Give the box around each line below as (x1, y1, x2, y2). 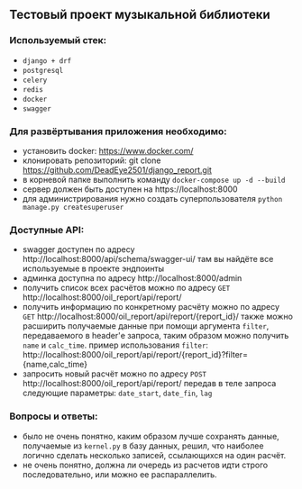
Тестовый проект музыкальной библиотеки (9, 7, 270, 23)
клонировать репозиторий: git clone (22, 155, 161, 166)
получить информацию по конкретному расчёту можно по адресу (22, 302, 279, 312)
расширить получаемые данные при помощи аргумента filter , (22, 321, 270, 331)
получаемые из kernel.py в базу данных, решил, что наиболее (22, 440, 264, 451)
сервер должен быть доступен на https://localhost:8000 (22, 184, 238, 195)
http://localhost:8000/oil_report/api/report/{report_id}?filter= (22, 349, 248, 360)
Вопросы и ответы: (9, 410, 98, 422)
